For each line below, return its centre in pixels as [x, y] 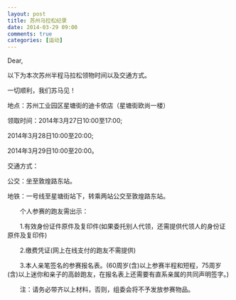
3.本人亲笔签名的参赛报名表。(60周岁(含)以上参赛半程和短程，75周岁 [120, 266]
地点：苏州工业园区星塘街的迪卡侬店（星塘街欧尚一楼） [88, 106]
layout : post [27, 14]
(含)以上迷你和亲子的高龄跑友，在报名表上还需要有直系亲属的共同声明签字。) [118, 274]
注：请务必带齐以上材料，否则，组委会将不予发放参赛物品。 [107, 289]
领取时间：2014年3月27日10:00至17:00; [65, 121]
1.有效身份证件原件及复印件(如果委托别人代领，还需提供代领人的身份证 [123, 226]
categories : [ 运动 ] [35, 41]
